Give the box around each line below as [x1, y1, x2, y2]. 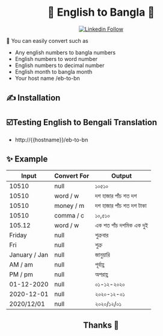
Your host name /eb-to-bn [14, 74, 80, 82]
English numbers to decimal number [14, 62, 105, 69]
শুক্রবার [95, 231, 109, 239]
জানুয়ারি [95, 250, 110, 259]
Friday [9, 231, 27, 239]
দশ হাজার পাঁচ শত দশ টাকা [95, 201, 147, 210]
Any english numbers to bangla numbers [14, 48, 116, 56]
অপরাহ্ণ [95, 270, 108, 279]
